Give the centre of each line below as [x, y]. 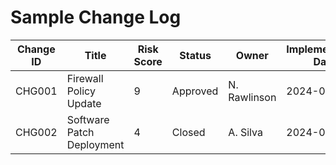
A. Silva [245, 132]
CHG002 [36, 132]
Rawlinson [252, 97]
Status [195, 55]
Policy [81, 91]
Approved [195, 91]
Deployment [95, 144]
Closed [188, 132]
